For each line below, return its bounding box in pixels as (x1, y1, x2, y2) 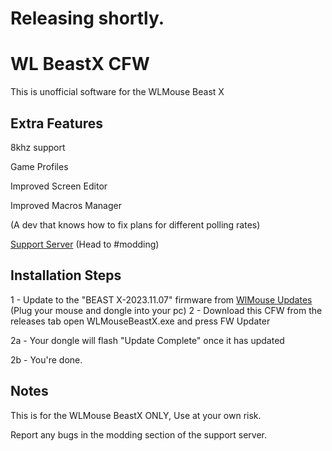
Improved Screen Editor (10, 180, 108, 192)
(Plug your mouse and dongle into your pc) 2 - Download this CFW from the (10, 304, 323, 316)
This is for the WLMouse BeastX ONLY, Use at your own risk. (10, 409, 262, 421)
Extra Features (10, 115, 104, 132)
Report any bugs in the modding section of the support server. (10, 428, 268, 441)
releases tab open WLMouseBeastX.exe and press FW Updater (10, 315, 271, 327)
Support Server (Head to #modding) (10, 238, 160, 250)
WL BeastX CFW (10, 53, 150, 76)
